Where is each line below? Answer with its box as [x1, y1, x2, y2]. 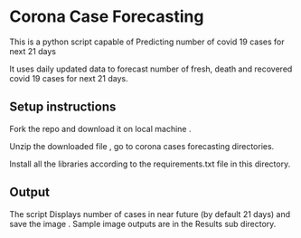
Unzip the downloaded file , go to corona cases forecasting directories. [9, 140, 275, 151]
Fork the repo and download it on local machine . [9, 123, 192, 134]
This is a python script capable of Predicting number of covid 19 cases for [9, 36, 285, 47]
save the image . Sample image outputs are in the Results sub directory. [9, 218, 277, 229]
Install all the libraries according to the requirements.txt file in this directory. [9, 158, 291, 169]
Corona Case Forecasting [9, 6, 204, 27]
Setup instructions [9, 100, 117, 115]
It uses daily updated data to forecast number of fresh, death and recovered [9, 63, 293, 74]
